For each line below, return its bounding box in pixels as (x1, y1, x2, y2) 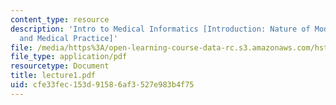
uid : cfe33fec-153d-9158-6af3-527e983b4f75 (10, 80, 195, 90)
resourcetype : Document (10, 61, 110, 71)
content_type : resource (10, 14, 110, 25)
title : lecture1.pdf (10, 71, 97, 81)
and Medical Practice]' (19, 33, 118, 43)
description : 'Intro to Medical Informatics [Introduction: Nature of (10, 24, 311, 34)
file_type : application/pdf (10, 52, 128, 62)
